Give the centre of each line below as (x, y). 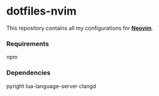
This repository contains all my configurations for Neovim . (80, 28)
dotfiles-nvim (42, 11)
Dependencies (28, 73)
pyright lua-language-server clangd (51, 86)
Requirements (28, 44)
